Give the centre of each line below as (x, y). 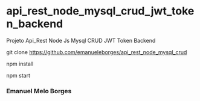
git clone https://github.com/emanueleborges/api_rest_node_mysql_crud (97, 52)
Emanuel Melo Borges (39, 91)
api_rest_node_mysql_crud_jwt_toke (100, 11)
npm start (18, 75)
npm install (20, 64)
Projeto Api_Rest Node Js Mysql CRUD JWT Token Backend (81, 40)
